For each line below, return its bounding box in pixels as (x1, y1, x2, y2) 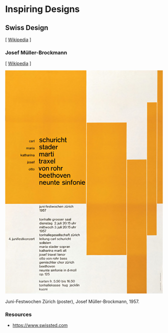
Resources (5, 311, 32, 318)
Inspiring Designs (5, 3, 80, 15)
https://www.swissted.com (12, 322, 68, 328)
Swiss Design (5, 23, 48, 32)
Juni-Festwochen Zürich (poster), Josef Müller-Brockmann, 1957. (5, 298, 140, 304)
